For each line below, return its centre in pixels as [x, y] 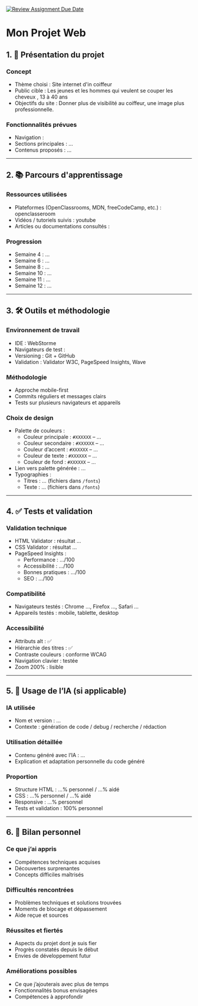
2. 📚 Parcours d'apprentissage [65, 175]
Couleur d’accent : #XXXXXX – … [61, 450]
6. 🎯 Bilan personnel [43, 832]
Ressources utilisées [37, 195]
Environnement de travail [43, 330]
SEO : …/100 [39, 579]
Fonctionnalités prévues [42, 124]
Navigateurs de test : [40, 349]
